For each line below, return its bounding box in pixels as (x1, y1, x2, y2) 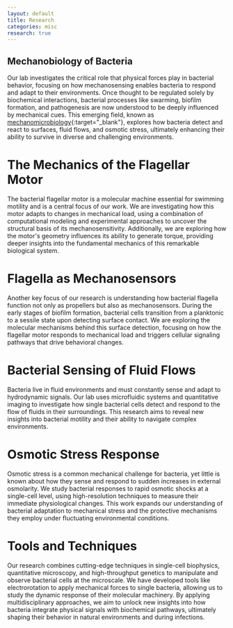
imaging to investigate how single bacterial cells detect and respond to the (7, 400, 220, 408)
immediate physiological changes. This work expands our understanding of (7, 499, 223, 507)
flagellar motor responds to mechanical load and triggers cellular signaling (7, 331, 220, 339)
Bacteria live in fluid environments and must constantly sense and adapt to (7, 385, 221, 393)
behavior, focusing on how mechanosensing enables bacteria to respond (7, 81, 216, 90)
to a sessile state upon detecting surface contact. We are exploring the (7, 315, 211, 324)
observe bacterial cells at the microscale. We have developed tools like (7, 576, 211, 584)
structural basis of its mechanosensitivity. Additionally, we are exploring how (7, 224, 227, 233)
